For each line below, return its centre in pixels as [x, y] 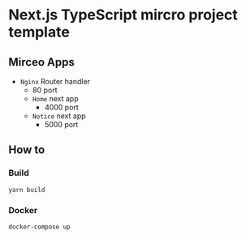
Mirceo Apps [41, 62]
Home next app [55, 98]
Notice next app [59, 116]
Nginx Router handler [55, 81]
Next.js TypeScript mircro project [123, 15]
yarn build [27, 190]
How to [27, 150]
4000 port [61, 107]
